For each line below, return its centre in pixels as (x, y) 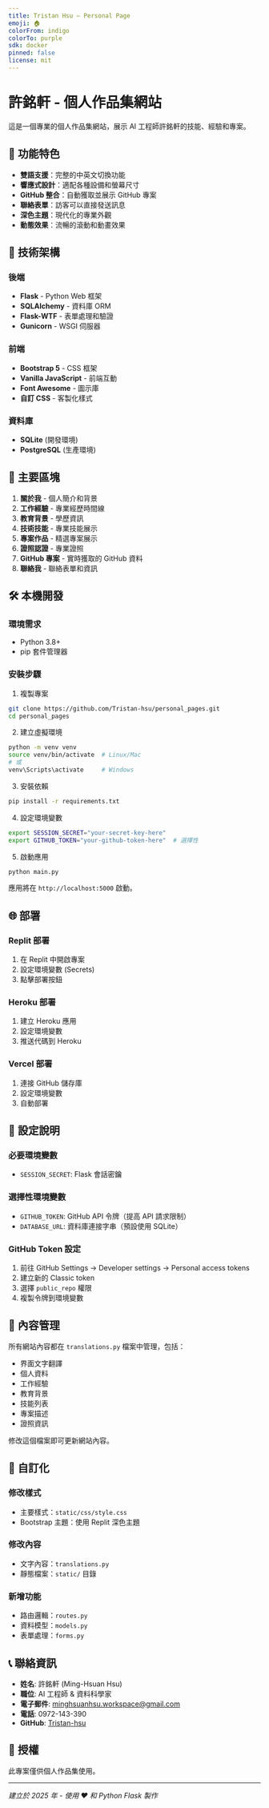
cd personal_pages (39, 716)
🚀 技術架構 (34, 253)
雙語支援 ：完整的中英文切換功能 (72, 175)
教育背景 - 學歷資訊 (52, 518)
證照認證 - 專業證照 (52, 548)
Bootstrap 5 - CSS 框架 (58, 368)
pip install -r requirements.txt (64, 801)
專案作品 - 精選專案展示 (59, 538)
